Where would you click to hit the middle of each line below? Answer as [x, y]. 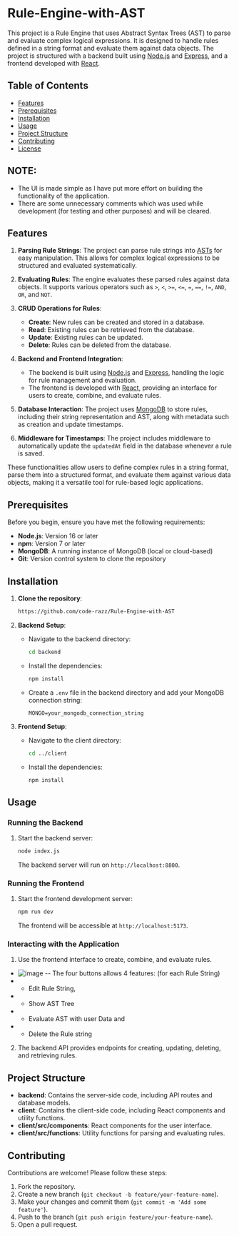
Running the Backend [45, 823]
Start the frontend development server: [75, 899]
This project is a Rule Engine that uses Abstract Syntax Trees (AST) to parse [119, 33]
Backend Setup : [42, 625]
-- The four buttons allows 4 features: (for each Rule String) [133, 973]
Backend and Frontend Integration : [70, 359]
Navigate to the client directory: [75, 740]
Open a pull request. [48, 1225]
